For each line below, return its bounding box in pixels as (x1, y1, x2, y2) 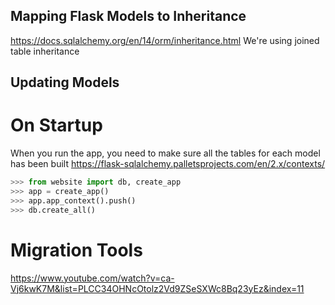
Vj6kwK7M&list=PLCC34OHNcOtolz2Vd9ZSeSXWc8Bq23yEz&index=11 (10, 282, 305, 294)
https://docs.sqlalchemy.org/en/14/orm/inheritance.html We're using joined (10, 34, 320, 46)
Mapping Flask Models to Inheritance (10, 8, 247, 25)
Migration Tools (10, 239, 143, 261)
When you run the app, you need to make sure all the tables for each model (10, 147, 321, 159)
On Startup (10, 114, 103, 137)
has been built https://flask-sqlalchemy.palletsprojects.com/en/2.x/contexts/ (10, 158, 326, 170)
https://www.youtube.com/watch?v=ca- (10, 272, 175, 284)
